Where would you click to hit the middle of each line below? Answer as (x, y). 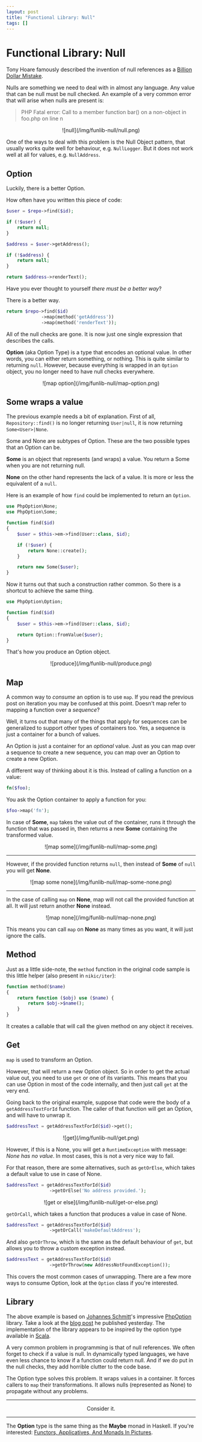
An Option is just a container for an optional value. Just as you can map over (101, 746)
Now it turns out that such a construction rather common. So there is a (93, 584)
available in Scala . (29, 1336)
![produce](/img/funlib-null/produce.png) (101, 664)
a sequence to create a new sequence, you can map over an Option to (93, 752)
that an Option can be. (34, 448)
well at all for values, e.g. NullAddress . (53, 155)
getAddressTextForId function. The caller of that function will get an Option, (99, 1108)
